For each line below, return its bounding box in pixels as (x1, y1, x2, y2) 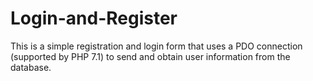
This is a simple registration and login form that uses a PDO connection (10, 40, 303, 52)
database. (10, 61, 52, 73)
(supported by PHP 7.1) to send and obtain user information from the (10, 50, 291, 62)
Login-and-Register (10, 7, 178, 30)
